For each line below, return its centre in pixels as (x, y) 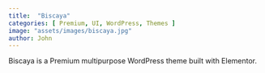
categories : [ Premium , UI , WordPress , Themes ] (92, 23)
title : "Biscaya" (39, 16)
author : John (30, 38)
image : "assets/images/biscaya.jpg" (70, 30)
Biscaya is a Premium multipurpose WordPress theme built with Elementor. (133, 61)
